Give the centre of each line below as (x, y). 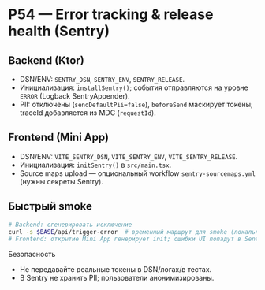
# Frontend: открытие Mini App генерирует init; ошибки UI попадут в (125, 239)
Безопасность (32, 255)
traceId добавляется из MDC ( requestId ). (88, 113)
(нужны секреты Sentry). (62, 181)
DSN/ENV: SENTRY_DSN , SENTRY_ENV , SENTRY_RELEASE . (102, 79)
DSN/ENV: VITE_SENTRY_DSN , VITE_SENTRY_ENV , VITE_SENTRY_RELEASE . (129, 156)
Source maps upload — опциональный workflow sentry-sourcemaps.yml (138, 173)
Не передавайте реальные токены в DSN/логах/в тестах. (116, 270)
